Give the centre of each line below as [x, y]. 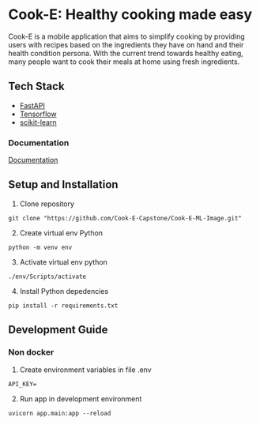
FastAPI [32, 105]
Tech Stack [36, 87]
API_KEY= [23, 384]
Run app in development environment [81, 399]
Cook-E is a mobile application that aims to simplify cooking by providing [126, 36]
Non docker [31, 352]
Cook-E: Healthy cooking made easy [130, 15]
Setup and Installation [63, 184]
